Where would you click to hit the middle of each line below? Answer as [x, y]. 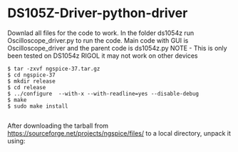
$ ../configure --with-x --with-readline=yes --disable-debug [103, 93]
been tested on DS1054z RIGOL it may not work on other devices [103, 56]
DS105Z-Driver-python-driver [98, 13]
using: [16, 141]
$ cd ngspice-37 [31, 75]
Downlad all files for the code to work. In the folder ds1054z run [101, 33]
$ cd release [27, 87]
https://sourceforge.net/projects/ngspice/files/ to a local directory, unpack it [119, 133]
